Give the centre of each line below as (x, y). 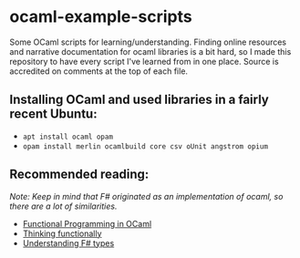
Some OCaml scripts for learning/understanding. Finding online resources (148, 42)
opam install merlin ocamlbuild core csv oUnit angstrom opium (145, 146)
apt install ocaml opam (68, 137)
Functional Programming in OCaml (87, 223)
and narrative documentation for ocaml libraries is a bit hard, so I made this (150, 51)
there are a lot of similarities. (63, 206)
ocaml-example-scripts (101, 17)
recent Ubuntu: (53, 114)
